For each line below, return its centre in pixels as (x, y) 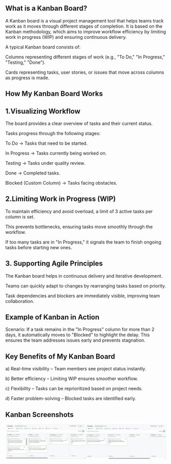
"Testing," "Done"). (26, 62)
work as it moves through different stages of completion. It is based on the (84, 26)
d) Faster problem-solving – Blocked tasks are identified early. (71, 399)
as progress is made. (27, 78)
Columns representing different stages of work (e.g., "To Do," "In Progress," (85, 57)
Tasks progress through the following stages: (53, 134)
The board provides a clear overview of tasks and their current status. (79, 124)
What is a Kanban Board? (46, 8)
